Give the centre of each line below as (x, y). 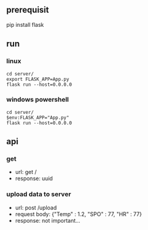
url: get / (26, 172)
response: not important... (48, 220)
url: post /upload (36, 207)
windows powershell (37, 100)
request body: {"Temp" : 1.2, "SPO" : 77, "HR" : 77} (78, 214)
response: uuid (34, 178)
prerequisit (28, 10)
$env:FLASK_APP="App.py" (38, 117)
